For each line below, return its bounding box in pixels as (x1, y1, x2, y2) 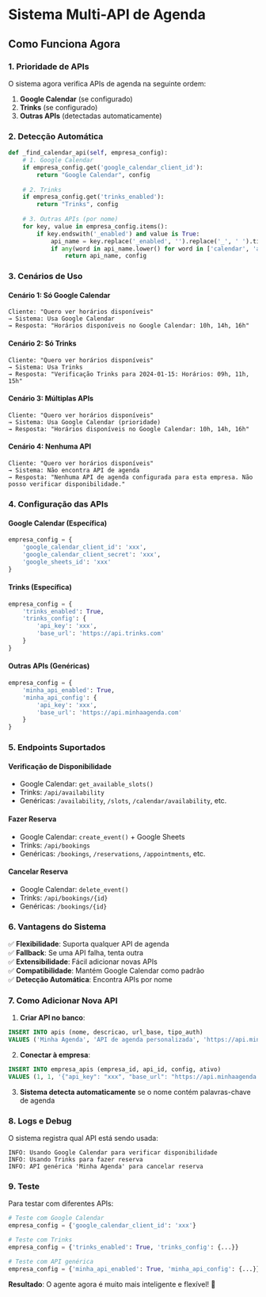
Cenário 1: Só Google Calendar (8, 290, 111, 300)
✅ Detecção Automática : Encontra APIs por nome (8, 975, 173, 985)
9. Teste (8, 1181, 40, 1192)
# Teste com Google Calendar (8, 1215, 104, 1222)
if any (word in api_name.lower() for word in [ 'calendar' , (50, 244, 249, 253)
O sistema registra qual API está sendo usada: (8, 1134, 158, 1143)
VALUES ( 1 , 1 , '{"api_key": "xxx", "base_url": (8, 1073, 169, 1081)
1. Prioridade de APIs (8, 61, 89, 72)
